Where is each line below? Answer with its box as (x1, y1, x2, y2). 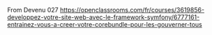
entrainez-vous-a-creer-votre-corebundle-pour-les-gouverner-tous (7, 21, 202, 28)
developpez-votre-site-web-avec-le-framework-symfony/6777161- (7, 13, 200, 21)
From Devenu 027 (7, 6, 59, 14)
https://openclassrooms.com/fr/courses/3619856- (59, 6, 204, 14)
